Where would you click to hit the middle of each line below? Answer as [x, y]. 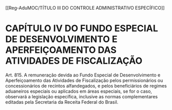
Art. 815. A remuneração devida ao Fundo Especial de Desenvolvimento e [83, 75]
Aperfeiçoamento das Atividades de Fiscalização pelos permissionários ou [84, 80]
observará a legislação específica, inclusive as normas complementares [82, 96]
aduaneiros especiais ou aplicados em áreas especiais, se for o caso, [79, 91]
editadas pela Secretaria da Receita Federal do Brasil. [62, 102]
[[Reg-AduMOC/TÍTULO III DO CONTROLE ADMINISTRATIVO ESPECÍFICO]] [85, 8]
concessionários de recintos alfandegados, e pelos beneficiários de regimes [86, 86]
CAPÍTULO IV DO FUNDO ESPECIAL [82, 29]
